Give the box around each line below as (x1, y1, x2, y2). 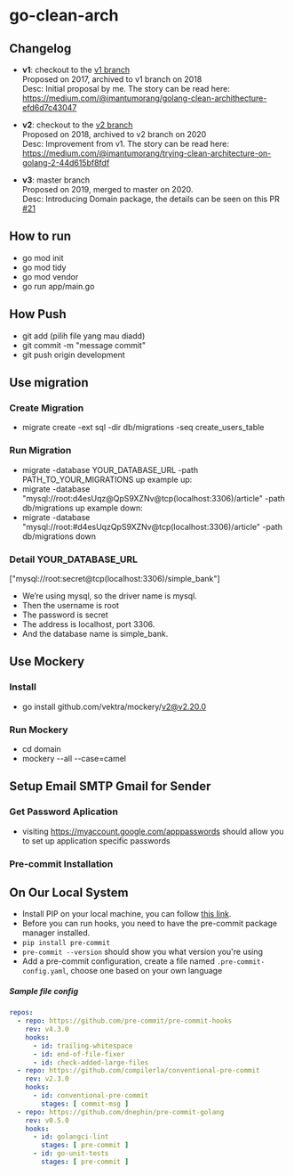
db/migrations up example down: (21, 502, 144, 513)
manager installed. (21, 927, 91, 938)
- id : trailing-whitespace (32, 1041, 133, 1050)
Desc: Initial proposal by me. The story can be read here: (21, 84, 231, 94)
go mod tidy (21, 262, 67, 273)
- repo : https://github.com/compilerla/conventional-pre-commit (17, 1066, 260, 1075)
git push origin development (21, 349, 125, 360)
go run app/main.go (21, 281, 95, 291)
